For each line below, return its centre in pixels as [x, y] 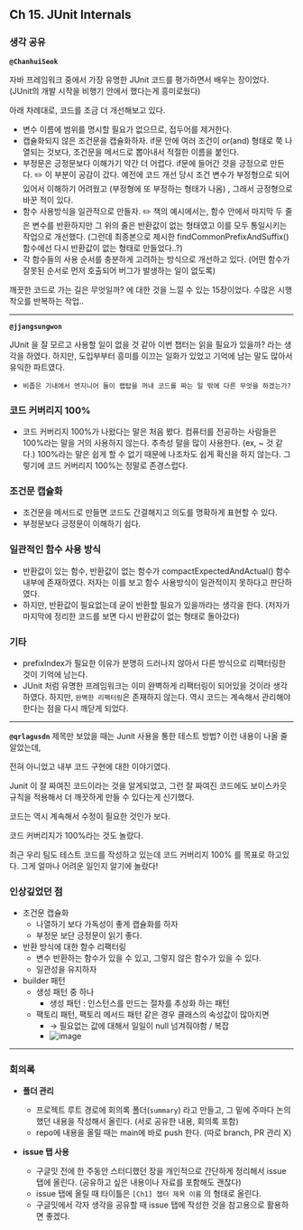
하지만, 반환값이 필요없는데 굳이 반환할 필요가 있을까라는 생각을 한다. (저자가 [156, 605]
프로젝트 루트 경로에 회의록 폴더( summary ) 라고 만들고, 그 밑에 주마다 [155, 1110]
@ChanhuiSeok [34, 61]
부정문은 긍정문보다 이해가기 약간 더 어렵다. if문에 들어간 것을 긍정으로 [145, 163]
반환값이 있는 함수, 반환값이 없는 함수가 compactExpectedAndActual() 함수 [156, 571]
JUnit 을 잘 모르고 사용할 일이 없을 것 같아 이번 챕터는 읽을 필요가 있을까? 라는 [146, 344]
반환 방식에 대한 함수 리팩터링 [74, 947]
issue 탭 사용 [46, 1152]
